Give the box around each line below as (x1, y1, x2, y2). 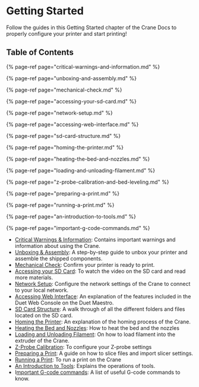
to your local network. (14, 287, 69, 294)
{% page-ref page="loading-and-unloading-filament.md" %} (6, 166, 156, 174)
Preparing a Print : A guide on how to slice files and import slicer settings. (14, 350, 194, 357)
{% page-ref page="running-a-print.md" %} (6, 201, 115, 209)
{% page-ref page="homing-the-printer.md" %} (6, 144, 124, 151)
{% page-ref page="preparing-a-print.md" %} (6, 190, 120, 197)
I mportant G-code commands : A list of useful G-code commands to (14, 369, 181, 376)
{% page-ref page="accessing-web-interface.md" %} (6, 121, 139, 128)
